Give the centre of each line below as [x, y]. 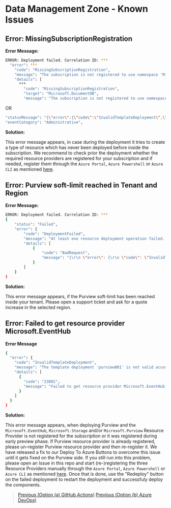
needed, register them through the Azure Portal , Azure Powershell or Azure [84, 164]
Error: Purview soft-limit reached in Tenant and [81, 185]
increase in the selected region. [38, 307]
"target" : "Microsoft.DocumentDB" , [61, 94]
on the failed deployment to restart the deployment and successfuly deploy [84, 479]
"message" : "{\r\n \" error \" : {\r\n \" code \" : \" [95, 258]
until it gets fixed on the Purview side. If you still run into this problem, [78, 458]
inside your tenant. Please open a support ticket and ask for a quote [76, 302]
